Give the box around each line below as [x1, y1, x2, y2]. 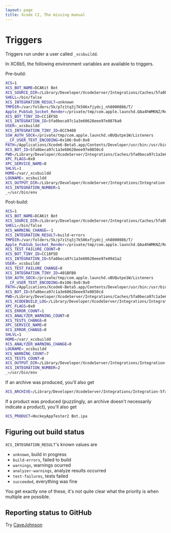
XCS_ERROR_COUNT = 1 [5, 308, 44, 314]
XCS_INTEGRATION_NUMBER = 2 [5, 365, 60, 370]
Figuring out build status [5, 428, 85, 437]
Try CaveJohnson [5, 522, 43, 528]
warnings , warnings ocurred [12, 462, 71, 468]
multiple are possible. [5, 493, 50, 500]
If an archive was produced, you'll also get [5, 379, 94, 386]
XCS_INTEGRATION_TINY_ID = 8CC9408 [5, 128, 76, 133]
